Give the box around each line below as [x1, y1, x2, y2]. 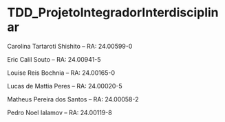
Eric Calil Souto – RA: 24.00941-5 [7, 55, 101, 63]
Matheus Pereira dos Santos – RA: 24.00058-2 [7, 95, 139, 103]
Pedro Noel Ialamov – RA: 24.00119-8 [7, 108, 112, 117]
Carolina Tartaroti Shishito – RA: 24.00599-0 [7, 42, 133, 50]
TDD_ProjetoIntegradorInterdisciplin [7, 5, 219, 21]
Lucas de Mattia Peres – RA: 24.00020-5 [7, 82, 122, 90]
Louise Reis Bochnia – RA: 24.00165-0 [7, 69, 116, 77]
